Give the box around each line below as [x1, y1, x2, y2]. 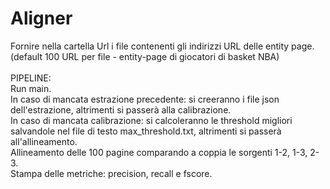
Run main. [10, 82, 52, 94]
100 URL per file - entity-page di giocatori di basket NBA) [44, 50, 280, 62]
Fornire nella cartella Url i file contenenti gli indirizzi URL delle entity [10, 40, 290, 52]
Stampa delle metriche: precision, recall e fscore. [10, 167, 213, 179]
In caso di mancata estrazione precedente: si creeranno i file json [10, 93, 280, 105]
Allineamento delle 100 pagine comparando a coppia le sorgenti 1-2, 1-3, [10, 146, 308, 158]
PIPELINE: [10, 72, 52, 84]
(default [10, 50, 43, 62]
